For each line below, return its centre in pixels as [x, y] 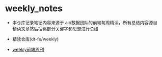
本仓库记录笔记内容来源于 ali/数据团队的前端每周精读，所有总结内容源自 [85, 22]
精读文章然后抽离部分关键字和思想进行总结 [55, 28]
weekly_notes [34, 9]
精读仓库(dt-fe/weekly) [35, 39]
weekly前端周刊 [28, 49]
